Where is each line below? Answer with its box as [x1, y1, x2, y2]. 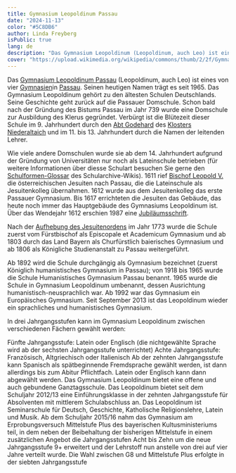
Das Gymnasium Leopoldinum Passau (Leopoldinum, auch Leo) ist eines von [7, 75, 229, 84]
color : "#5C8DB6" [7, 23, 58, 30]
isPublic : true [7, 37, 52, 44]
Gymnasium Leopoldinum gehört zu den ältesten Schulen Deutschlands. [7, 90, 216, 99]
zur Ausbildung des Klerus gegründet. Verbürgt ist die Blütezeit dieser [7, 113, 210, 121]
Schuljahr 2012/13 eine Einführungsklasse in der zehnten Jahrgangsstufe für [7, 390, 228, 398]
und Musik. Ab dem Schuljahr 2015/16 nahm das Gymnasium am [7, 412, 193, 421]
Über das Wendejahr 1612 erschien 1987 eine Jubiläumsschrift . [7, 208, 189, 217]
